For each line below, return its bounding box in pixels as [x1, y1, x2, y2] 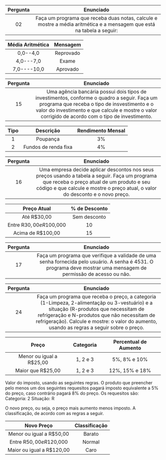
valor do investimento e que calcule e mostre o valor [36, 107, 157, 113]
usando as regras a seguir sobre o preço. [48, 324, 144, 331]
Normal [82, 439, 100, 445]
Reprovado [55, 49, 81, 56]
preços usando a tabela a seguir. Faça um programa [36, 173, 157, 179]
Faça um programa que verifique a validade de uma [37, 252, 157, 259]
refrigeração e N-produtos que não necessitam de [38, 312, 156, 319]
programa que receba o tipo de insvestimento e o [39, 101, 154, 107]
